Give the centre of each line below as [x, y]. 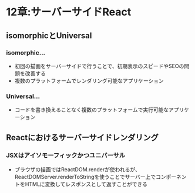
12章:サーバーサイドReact [69, 12]
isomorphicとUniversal [49, 35]
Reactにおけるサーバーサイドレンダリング [82, 138]
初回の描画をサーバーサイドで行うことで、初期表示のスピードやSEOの [99, 66]
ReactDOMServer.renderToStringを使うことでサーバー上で [85, 177]
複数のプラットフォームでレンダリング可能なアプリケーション [89, 80]
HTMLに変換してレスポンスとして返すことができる [86, 184]
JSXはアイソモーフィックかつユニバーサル [66, 155]
